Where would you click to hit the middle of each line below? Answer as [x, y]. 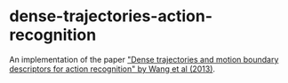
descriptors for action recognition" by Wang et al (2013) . [112, 69]
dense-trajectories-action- [111, 16]
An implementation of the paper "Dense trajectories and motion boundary [144, 59]
